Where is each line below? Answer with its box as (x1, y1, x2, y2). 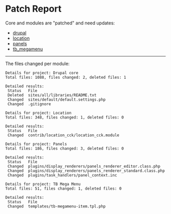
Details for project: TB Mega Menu (5, 181, 81, 187)
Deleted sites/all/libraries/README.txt (7, 93, 97, 98)
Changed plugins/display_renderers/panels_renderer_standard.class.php (7, 168, 165, 173)
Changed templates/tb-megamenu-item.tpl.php (7, 204, 106, 209)
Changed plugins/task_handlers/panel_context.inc (7, 172, 117, 178)
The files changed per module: (5, 60, 70, 67)
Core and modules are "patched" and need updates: (5, 20, 115, 26)
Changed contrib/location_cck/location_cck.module (7, 133, 120, 138)
